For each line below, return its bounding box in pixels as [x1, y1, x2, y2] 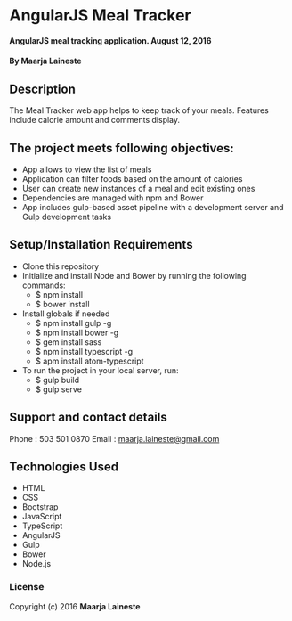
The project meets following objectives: [9, 140, 234, 156]
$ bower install [35, 298, 91, 309]
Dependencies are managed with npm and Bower [21, 192, 204, 203]
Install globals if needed [21, 308, 110, 319]
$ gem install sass [35, 336, 102, 347]
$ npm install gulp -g [35, 317, 112, 328]
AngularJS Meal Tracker [9, 5, 191, 26]
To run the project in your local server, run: [21, 364, 180, 375]
